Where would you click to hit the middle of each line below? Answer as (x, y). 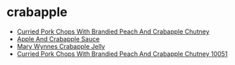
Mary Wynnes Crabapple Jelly (61, 46)
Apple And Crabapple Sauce (58, 38)
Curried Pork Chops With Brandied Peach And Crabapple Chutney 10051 (122, 54)
